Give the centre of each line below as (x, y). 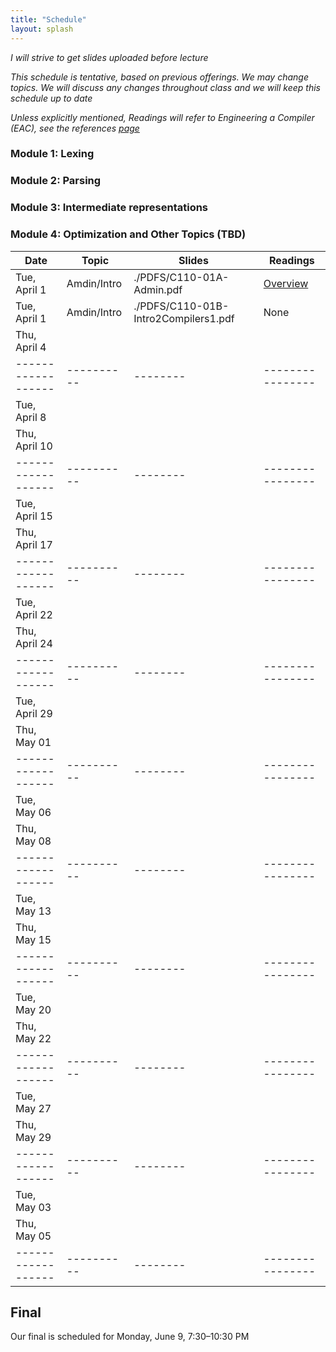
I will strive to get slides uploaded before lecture (109, 57)
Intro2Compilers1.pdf (184, 318)
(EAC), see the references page (75, 128)
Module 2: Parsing (56, 181)
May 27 (33, 1108)
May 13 (33, 911)
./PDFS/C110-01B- (181, 306)
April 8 (31, 417)
